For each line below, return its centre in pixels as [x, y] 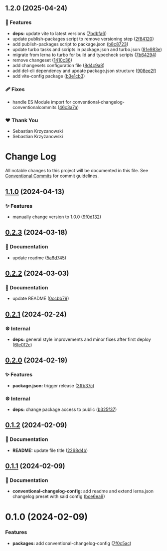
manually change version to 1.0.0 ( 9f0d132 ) [57, 217]
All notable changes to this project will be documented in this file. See [77, 171]
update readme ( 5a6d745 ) [39, 258]
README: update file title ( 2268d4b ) [50, 450]
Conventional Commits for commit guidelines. [52, 176]
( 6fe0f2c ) [22, 344]
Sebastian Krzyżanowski [38, 137]
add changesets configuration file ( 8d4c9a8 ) [58, 65]
